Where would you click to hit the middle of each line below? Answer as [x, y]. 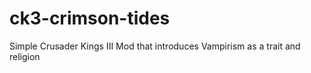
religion [25, 56]
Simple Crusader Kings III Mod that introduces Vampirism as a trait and [155, 46]
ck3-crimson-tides [90, 18]
